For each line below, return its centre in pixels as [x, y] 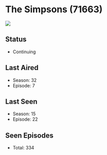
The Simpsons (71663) [54, 9]
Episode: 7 [24, 85]
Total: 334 [23, 148]
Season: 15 [24, 114]
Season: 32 [25, 80]
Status [16, 39]
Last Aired [22, 68]
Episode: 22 [25, 119]
